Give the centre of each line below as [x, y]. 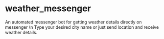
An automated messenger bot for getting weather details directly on [73, 22]
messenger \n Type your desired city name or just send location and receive [82, 27]
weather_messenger [48, 9]
